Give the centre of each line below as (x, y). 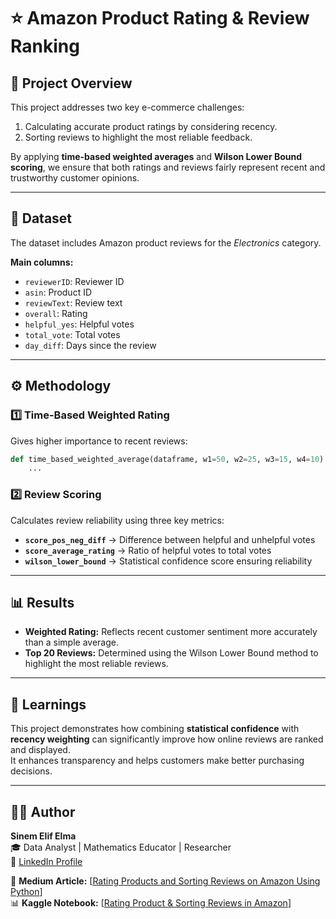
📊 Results (42, 602)
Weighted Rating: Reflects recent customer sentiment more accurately (171, 632)
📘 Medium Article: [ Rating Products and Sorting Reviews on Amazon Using (165, 881)
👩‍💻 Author (43, 811)
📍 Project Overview (71, 83)
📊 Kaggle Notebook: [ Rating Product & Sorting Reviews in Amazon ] (151, 902)
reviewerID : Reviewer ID (74, 281)
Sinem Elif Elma (43, 836)
